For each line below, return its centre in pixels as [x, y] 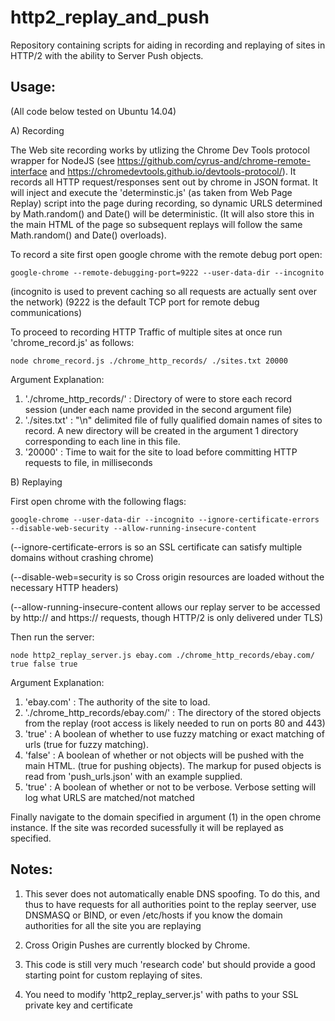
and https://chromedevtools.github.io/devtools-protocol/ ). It [173, 171]
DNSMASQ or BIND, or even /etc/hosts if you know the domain [153, 915]
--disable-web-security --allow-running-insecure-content [133, 528]
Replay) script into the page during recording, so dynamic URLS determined [166, 203]
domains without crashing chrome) [82, 557]
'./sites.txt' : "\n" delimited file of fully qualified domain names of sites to [173, 420]
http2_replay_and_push [110, 17]
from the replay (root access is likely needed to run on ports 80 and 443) [175, 723]
